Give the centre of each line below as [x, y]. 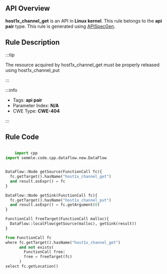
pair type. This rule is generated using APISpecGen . [60, 26]
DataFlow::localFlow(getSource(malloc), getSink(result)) [73, 224]
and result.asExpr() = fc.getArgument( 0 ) [55, 205]
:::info [11, 90]
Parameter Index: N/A [36, 105]
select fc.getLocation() [32, 266]
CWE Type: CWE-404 [36, 111]
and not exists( [36, 247]
